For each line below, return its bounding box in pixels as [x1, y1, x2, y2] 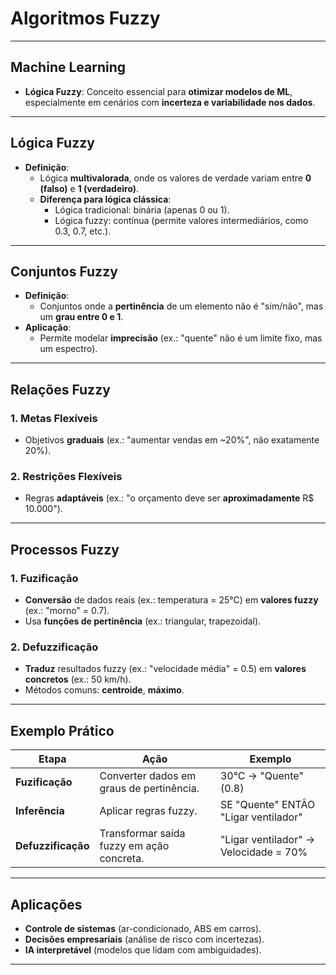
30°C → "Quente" [219, 769, 304, 783]
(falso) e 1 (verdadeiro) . [39, 182, 140, 194]
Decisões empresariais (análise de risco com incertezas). [24, 933, 265, 945]
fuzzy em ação [99, 839, 170, 853]
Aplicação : [24, 322, 72, 334]
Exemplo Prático [10, 722, 115, 739]
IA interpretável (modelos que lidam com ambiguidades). [24, 943, 262, 956]
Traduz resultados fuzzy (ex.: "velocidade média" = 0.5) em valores [24, 663, 307, 675]
